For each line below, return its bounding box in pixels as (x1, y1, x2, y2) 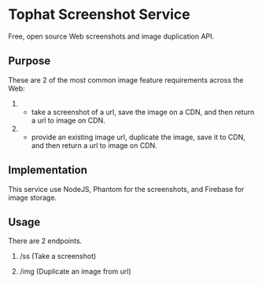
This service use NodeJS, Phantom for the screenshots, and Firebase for (8, 184, 245, 194)
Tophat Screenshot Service (8, 6, 190, 24)
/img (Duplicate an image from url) (19, 267, 131, 276)
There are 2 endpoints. (8, 236, 83, 245)
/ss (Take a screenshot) (19, 252, 97, 261)
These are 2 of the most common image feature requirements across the (8, 75, 244, 84)
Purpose (8, 54, 51, 68)
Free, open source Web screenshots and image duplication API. (8, 31, 215, 41)
